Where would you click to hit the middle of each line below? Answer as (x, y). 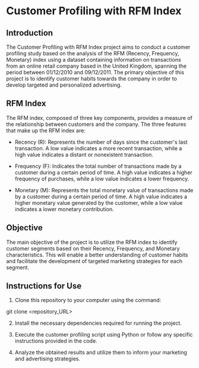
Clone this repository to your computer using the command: (88, 300)
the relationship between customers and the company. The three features (96, 124)
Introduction (30, 33)
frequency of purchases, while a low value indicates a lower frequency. (102, 179)
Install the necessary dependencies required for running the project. (98, 323)
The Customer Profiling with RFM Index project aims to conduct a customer (98, 47)
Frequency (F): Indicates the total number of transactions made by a (98, 166)
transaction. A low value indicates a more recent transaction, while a (98, 148)
